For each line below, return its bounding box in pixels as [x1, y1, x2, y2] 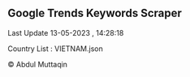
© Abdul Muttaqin [7, 59, 68, 69]
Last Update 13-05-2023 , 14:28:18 [7, 28, 124, 37]
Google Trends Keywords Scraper [7, 6, 182, 20]
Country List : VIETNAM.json [7, 44, 103, 53]
